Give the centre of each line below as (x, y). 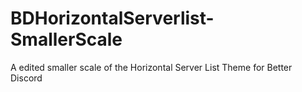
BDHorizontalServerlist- (112, 18)
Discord (26, 78)
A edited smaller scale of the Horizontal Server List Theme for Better (151, 67)
